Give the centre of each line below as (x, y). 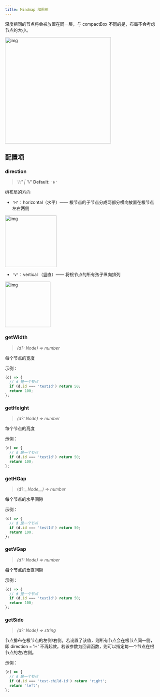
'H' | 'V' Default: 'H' (37, 182)
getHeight (17, 408)
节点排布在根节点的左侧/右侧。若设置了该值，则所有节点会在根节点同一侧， (80, 640)
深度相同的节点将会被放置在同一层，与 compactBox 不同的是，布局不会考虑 (80, 24)
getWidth (16, 337)
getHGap (16, 478)
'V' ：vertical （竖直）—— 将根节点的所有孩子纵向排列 (66, 274)
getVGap (16, 549)
